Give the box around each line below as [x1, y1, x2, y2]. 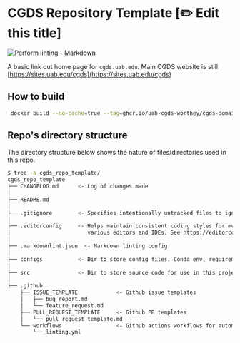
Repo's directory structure [7, 129, 128, 142]
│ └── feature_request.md [20, 302, 104, 309]
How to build [7, 91, 65, 103]
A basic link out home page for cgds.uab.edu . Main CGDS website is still [7, 62, 219, 71]
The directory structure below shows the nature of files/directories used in [7, 148, 226, 157]
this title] [7, 25, 62, 41]
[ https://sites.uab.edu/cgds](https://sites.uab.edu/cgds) [7, 70, 171, 78]
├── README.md [7, 196, 50, 203]
